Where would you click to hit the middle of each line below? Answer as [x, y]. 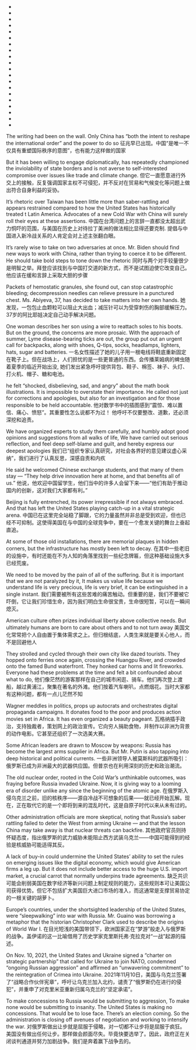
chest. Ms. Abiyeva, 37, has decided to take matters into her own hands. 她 [96, 300]
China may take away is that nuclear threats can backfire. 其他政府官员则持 [96, 830]
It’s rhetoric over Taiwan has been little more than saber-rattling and [87, 202]
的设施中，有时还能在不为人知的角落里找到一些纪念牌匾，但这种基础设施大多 [98, 556]
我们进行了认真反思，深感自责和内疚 [62, 458]
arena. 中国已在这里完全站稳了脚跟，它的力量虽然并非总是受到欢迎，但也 [94, 515]
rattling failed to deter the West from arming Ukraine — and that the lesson [96, 823]
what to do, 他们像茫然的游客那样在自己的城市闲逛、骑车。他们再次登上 [92, 679]
